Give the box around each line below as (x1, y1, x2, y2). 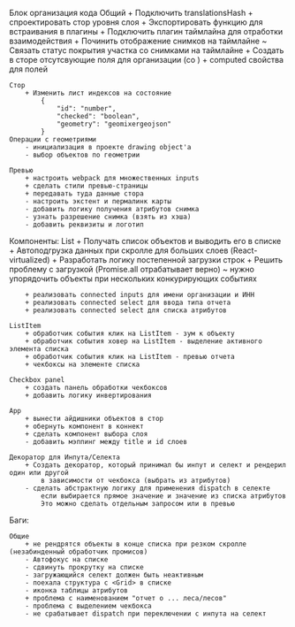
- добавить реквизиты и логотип (25, 220, 144, 229)
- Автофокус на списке (25, 555, 109, 564)
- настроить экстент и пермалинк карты (25, 197, 172, 206)
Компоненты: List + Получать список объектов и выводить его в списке (9, 236, 282, 246)
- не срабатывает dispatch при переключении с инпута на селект (25, 609, 267, 618)
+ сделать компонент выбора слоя (25, 430, 148, 439)
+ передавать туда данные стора (25, 189, 144, 198)
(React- (230, 245, 258, 256)
